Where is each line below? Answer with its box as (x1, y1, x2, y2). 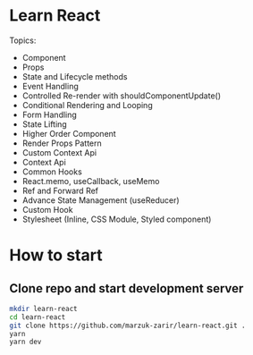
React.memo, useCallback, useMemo (21, 175, 160, 186)
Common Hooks (21, 166, 82, 177)
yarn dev (9, 337, 42, 347)
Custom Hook (21, 204, 73, 215)
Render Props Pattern (21, 138, 102, 148)
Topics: (9, 35, 37, 46)
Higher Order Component (21, 128, 116, 139)
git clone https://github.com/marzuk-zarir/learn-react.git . (9, 321, 246, 330)
